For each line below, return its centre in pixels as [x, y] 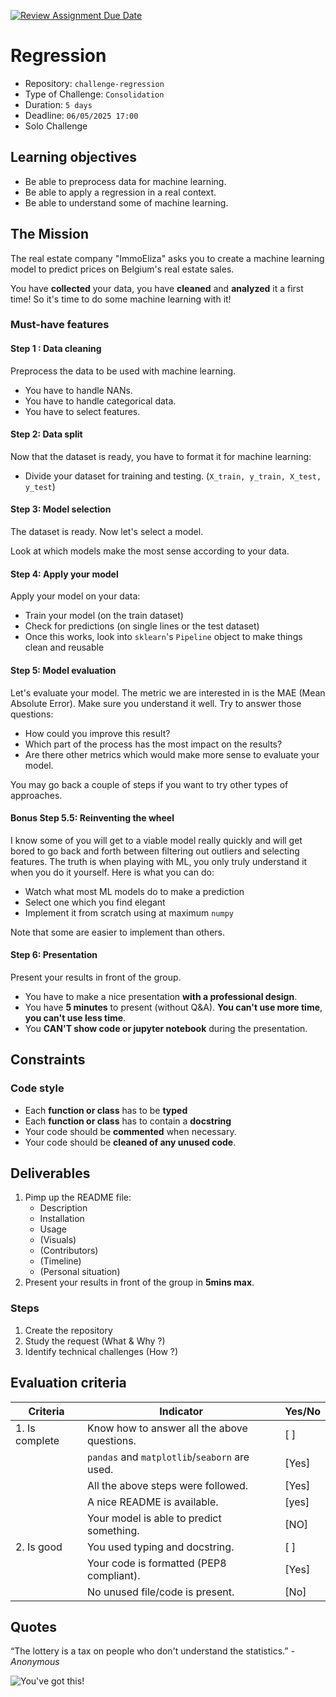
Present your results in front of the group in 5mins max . [139, 1282]
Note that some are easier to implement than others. [117, 932]
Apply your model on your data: [75, 596]
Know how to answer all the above [167, 1428]
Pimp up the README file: [78, 1197]
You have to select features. [82, 411]
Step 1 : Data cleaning [56, 349]
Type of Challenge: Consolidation [94, 94]
